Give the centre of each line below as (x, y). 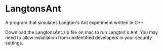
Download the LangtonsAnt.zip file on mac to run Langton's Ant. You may (82, 32)
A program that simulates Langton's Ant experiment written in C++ (75, 22)
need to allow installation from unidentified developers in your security (79, 37)
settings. (14, 42)
